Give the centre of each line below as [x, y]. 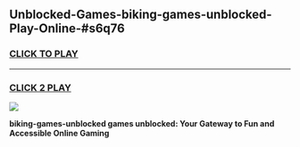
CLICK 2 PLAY [40, 87]
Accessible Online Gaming [59, 133]
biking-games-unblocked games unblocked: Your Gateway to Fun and [142, 123]
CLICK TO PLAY [44, 54]
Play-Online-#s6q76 [67, 29]
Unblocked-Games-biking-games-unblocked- [141, 15]
